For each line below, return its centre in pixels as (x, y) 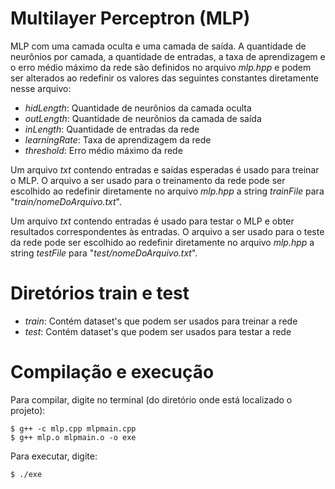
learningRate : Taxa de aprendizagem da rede (118, 139)
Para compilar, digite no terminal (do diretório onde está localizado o (151, 399)
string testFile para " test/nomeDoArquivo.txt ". (104, 253)
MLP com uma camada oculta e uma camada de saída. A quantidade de (158, 46)
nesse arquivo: (41, 88)
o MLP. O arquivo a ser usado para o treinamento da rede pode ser (148, 180)
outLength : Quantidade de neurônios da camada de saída (143, 118)
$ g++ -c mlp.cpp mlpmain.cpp (73, 428)
